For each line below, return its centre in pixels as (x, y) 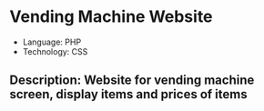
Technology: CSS (55, 51)
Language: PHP (52, 42)
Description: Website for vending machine (132, 81)
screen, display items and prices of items (128, 94)
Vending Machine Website (111, 17)
